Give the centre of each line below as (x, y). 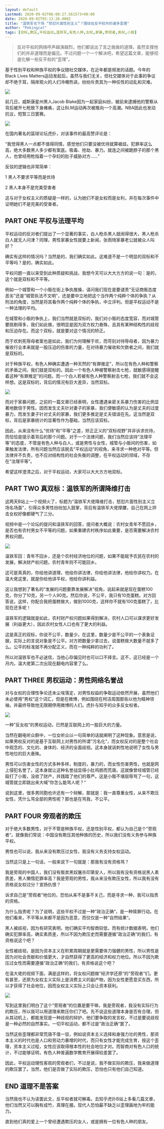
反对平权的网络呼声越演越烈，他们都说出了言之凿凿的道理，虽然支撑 (85, 47)
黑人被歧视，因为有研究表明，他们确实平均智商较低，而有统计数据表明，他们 (82, 928)
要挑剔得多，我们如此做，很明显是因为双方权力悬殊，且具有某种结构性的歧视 (82, 324)
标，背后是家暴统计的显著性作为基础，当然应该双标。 (59, 420)
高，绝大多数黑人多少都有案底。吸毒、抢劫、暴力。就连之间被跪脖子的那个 (80, 150)
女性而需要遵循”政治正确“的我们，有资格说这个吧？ (65, 963)
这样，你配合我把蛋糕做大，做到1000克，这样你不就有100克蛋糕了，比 (88, 601)
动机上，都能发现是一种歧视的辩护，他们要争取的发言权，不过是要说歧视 (86, 1018)
